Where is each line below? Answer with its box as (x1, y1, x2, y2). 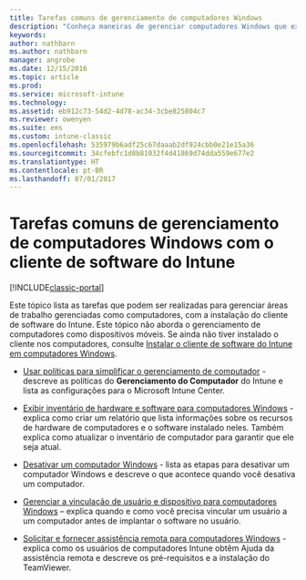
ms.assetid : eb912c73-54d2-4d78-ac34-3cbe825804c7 (9, 107, 206, 116)
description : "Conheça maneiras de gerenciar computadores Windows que (9, 22, 287, 31)
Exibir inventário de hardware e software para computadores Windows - (22, 402, 294, 414)
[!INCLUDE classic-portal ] (9, 282, 105, 293)
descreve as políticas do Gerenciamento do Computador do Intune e (22, 375, 284, 387)
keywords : (9, 30, 47, 39)
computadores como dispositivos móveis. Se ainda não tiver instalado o (9, 329, 280, 340)
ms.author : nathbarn (9, 47, 88, 56)
